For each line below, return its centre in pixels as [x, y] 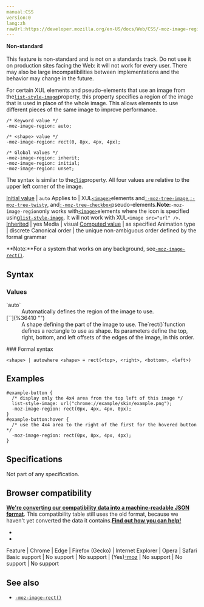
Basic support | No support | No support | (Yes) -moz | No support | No [94, 557]
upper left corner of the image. [45, 187]
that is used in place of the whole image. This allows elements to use [92, 103]
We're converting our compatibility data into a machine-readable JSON [98, 508]
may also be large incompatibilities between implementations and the [93, 72]
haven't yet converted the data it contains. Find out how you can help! [94, 521]
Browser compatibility [49, 493]
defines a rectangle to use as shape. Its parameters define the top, [105, 331]
